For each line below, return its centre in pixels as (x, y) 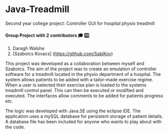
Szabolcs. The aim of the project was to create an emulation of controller (81, 69)
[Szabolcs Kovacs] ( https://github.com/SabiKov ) (63, 54)
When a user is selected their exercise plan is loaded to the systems (76, 85)
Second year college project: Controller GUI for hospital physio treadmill (80, 23)
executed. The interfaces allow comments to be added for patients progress (84, 96)
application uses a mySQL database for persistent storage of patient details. (84, 116)
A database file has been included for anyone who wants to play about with (83, 122)
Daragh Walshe (28, 49)
